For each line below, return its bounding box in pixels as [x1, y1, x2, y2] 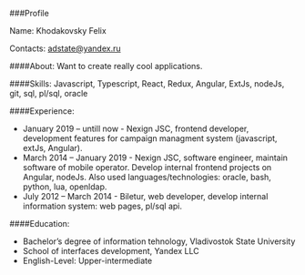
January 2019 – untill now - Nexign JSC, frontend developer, [22, 123, 249, 134]
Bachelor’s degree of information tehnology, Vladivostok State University [22, 236, 296, 247]
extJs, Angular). [22, 143, 83, 153]
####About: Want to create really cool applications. [9, 61, 203, 71]
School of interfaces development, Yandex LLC [22, 246, 199, 256]
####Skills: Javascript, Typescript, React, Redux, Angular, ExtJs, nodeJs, [9, 78, 285, 89]
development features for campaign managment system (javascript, [22, 133, 278, 144]
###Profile [9, 8, 50, 18]
